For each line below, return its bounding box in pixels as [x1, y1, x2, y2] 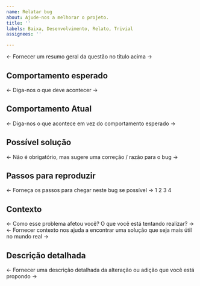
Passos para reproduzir [6, 170, 96, 181]
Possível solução [6, 137, 71, 148]
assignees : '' [6, 31, 42, 37]
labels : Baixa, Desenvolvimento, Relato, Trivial [6, 25, 134, 32]
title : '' [6, 20, 31, 26]
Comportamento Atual [6, 104, 92, 114]
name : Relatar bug [6, 8, 52, 15]
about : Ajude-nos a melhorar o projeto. [6, 14, 110, 20]
